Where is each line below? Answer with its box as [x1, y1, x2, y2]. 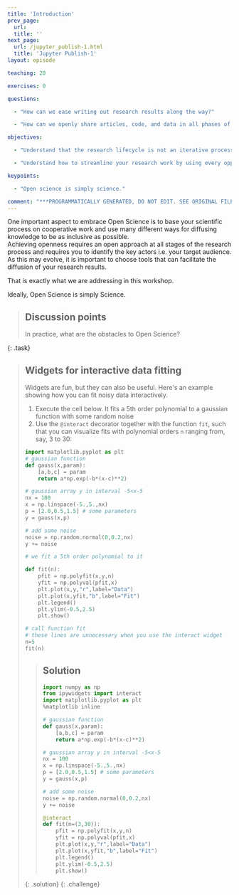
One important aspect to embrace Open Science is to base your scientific [7, 218, 223, 226]
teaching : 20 [7, 69, 46, 77]
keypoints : [7, 172, 40, 179]
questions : [7, 95, 40, 102]
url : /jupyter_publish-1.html [14, 43, 103, 51]
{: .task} [7, 344, 31, 352]
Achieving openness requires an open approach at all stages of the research [7, 240, 232, 249]
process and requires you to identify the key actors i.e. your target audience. [7, 248, 232, 256]
